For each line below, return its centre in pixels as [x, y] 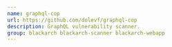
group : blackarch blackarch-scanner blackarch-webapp [86, 33]
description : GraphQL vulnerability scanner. [74, 26]
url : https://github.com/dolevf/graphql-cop [72, 20]
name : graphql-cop [34, 13]
